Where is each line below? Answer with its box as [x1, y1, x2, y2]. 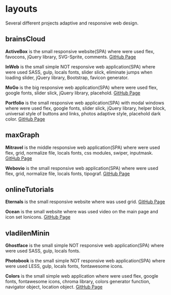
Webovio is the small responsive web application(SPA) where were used [5, 165, 159, 171]
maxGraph [5, 131, 40, 139]
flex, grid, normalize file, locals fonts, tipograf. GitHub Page [5, 170, 130, 177]
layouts [5, 3, 38, 15]
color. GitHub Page [5, 116, 45, 122]
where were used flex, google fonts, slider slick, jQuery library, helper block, [5, 105, 166, 111]
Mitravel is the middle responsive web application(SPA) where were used [5, 144, 160, 151]
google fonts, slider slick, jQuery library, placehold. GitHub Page [5, 90, 141, 96]
